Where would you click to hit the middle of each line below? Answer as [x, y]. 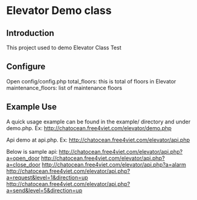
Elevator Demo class [59, 11]
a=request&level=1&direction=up [47, 178]
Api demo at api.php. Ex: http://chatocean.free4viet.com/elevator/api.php [98, 140]
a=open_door [23, 158]
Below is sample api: [32, 151]
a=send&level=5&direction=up [44, 190]
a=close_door [23, 164]
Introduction [30, 33]
